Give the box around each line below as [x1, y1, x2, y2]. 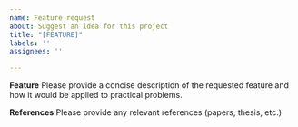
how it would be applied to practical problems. [9, 90, 184, 101]
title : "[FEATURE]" [9, 30, 84, 39]
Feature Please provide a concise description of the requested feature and [9, 80, 289, 91]
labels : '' [9, 38, 51, 48]
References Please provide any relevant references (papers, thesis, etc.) [9, 107, 283, 118]
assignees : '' [9, 47, 64, 56]
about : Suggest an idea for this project [9, 22, 169, 31]
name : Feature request [9, 13, 95, 23]
